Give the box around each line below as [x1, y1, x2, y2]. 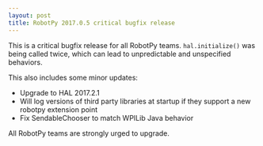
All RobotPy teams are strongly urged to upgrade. [8, 128, 170, 138]
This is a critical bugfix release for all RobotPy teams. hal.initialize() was [8, 40, 256, 50]
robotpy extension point [19, 104, 98, 114]
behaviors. [8, 57, 44, 67]
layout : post [8, 11, 51, 20]
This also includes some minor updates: [8, 73, 139, 82]
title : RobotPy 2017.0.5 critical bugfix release [8, 19, 176, 27]
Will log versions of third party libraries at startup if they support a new [19, 96, 251, 106]
